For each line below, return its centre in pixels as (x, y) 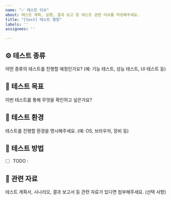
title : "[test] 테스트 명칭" (34, 19)
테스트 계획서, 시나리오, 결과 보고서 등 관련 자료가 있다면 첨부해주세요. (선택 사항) (86, 192)
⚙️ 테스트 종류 (26, 55)
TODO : (20, 161)
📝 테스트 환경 (25, 117)
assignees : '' (20, 29)
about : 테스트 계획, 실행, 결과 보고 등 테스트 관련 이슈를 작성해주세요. (72, 15)
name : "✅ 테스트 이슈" (27, 10)
